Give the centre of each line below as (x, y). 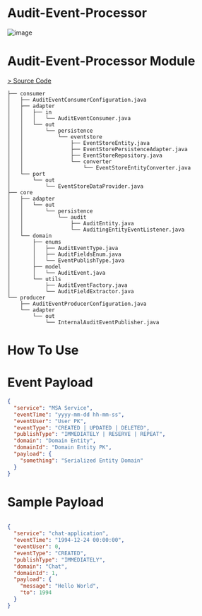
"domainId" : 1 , (36, 573)
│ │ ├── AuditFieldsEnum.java (64, 254)
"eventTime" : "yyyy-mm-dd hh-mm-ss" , (69, 415)
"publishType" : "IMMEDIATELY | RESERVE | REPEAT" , (90, 434)
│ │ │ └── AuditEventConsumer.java (69, 118)
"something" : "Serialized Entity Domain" (82, 461)
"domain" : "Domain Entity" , (55, 441)
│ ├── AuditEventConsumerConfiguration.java (77, 100)
